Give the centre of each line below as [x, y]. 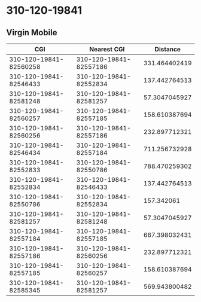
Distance [168, 49]
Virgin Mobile [32, 33]
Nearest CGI [107, 49]
